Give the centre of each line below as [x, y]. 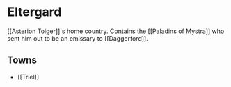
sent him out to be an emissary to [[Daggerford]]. [78, 38]
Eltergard [34, 12]
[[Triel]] [28, 77]
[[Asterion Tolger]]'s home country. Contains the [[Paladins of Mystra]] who [116, 31]
